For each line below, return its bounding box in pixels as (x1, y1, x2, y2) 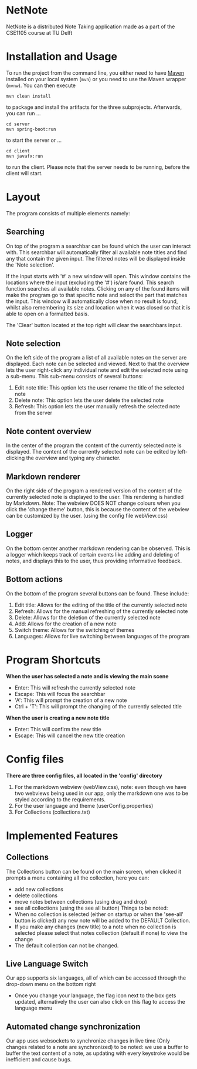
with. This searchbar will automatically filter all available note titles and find (6, 248, 187, 256)
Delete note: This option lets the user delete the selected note (14, 397, 164, 404)
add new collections (14, 885, 63, 893)
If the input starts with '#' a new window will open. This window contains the (6, 272, 191, 279)
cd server (6, 121, 30, 127)
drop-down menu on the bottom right (6, 981, 96, 988)
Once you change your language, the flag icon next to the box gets (14, 992, 176, 999)
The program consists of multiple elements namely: (6, 209, 130, 217)
